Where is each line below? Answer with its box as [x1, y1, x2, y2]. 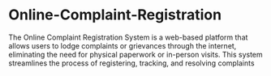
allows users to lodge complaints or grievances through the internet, [8, 40, 237, 50]
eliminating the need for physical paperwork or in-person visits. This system [8, 49, 264, 59]
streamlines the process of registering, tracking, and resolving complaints [8, 58, 255, 68]
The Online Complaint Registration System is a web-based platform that [8, 32, 248, 42]
